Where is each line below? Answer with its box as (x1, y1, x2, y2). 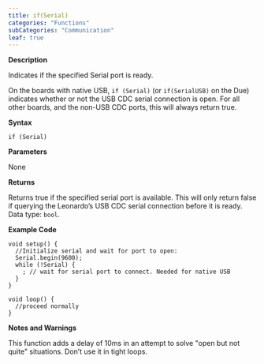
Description (8, 55, 48, 65)
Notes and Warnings (8, 323, 77, 332)
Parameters (8, 147, 47, 156)
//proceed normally (15, 302, 80, 310)
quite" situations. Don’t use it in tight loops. (8, 347, 148, 356)
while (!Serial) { (15, 261, 76, 269)
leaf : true (8, 33, 44, 42)
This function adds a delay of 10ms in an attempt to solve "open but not (8, 339, 240, 348)
